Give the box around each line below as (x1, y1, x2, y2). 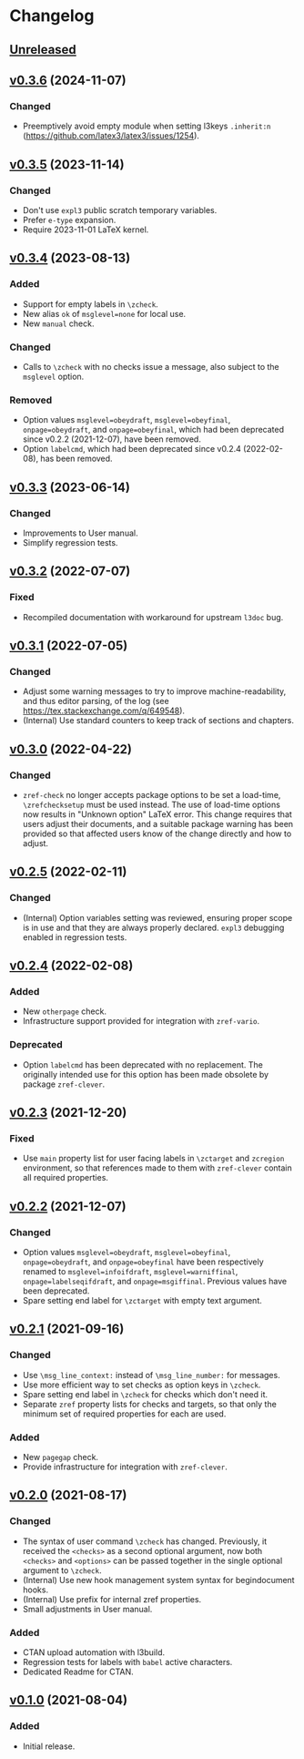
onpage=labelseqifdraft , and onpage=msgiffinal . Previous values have (22, 1276, 288, 1287)
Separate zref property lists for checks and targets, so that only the (22, 1398, 278, 1409)
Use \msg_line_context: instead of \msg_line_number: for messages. (22, 1369, 280, 1380)
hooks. (22, 1584, 48, 1595)
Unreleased (9, 42, 77, 57)
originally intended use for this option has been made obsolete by (22, 1069, 269, 1079)
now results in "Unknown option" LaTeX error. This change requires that (22, 808, 293, 820)
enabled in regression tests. (22, 931, 127, 943)
